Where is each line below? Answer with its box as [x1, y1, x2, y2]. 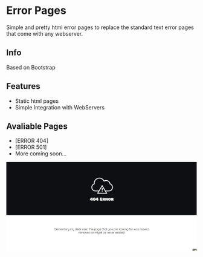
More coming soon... [14, 150, 67, 157]
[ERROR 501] [14, 143, 47, 151]
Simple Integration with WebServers [14, 103, 105, 111]
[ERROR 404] [14, 137, 49, 145]
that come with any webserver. [6, 30, 83, 37]
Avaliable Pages [6, 121, 68, 131]
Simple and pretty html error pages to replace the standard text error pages [6, 24, 195, 31]
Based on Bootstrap [6, 63, 56, 71]
